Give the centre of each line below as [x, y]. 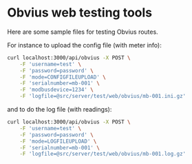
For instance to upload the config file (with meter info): [84, 45]
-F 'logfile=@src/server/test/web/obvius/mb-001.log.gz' [103, 154]
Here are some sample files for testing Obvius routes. [83, 32]
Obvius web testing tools [80, 13]
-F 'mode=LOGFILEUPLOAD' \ [58, 141]
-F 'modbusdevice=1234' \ [57, 90]
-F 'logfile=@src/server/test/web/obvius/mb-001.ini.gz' [103, 96]
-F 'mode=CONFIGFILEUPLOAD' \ [63, 77]
